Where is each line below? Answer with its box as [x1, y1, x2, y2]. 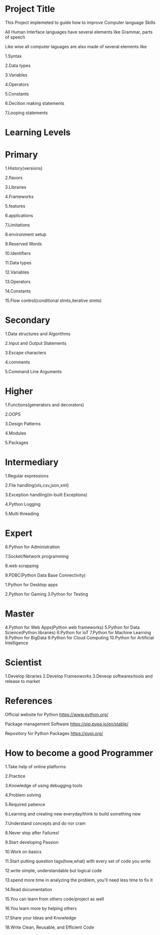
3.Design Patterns [5, 420, 41, 426]
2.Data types [5, 62, 31, 68]
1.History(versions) [5, 165, 43, 171]
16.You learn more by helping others [5, 905, 77, 911]
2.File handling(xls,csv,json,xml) [5, 482, 69, 488]
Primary [5, 149, 38, 160]
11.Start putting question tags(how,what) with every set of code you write [5, 858, 151, 864]
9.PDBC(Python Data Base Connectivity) [5, 572, 86, 578]
